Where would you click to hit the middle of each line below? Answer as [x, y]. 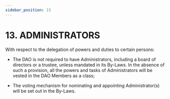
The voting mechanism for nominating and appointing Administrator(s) [86, 85]
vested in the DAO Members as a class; [54, 76]
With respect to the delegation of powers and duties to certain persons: [80, 49]
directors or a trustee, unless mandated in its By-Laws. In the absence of [89, 65]
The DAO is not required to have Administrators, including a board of [84, 59]
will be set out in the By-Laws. [44, 91]
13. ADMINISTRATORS [53, 35]
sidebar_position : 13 [28, 10]
